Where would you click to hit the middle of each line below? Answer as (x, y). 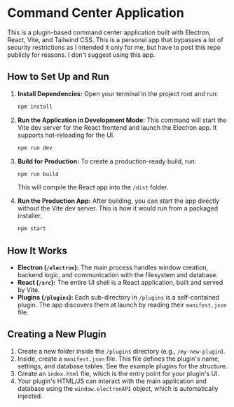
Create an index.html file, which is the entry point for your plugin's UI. (118, 373)
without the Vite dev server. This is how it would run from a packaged (118, 208)
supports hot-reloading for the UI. (66, 135)
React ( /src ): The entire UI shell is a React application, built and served (120, 283)
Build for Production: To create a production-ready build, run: (107, 161)
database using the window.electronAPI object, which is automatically (118, 388)
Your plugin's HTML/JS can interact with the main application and (112, 381)
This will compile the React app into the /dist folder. (93, 187)
